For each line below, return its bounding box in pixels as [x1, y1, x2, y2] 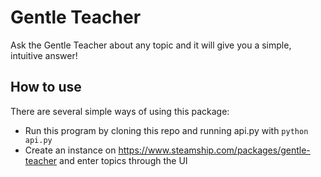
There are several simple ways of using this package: [10, 105, 230, 117]
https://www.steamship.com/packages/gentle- [118, 144, 311, 156]
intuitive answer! [10, 49, 78, 61]
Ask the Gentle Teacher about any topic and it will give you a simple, [10, 39, 292, 51]
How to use [10, 79, 82, 96]
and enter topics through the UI [59, 154, 188, 166]
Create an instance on [24, 144, 117, 156]
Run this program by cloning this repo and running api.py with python [24, 124, 309, 136]
